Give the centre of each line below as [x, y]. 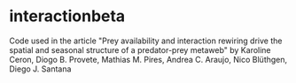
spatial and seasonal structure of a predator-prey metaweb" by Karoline [140, 49]
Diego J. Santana [40, 69]
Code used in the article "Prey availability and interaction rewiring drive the [146, 41]
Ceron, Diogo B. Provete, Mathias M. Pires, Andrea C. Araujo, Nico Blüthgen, [148, 59]
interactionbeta [67, 16]
